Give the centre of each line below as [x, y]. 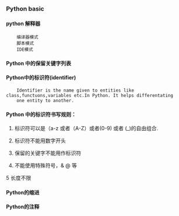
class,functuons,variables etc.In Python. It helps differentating [90, 95]
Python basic [25, 9]
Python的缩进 [23, 192]
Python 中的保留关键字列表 [39, 63]
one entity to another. [45, 100]
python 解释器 [23, 23]
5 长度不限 [19, 178]
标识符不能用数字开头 [40, 141]
